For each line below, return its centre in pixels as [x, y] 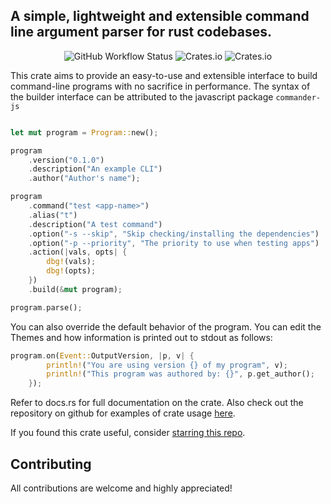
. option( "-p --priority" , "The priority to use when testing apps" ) [174, 243]
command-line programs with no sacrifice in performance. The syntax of [160, 86]
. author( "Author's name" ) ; [84, 179]
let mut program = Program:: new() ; [84, 132]
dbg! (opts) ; [71, 271]
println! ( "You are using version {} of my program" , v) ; [167, 365]
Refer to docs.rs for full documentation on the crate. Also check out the [157, 403]
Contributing [51, 464]
